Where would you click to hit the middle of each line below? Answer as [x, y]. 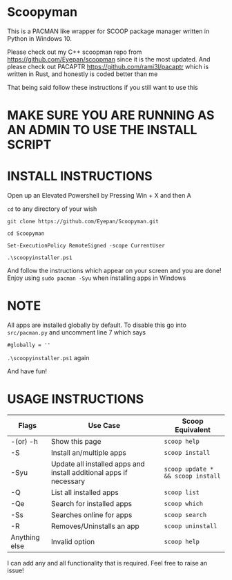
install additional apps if [89, 472]
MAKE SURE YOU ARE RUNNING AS [111, 115]
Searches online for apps [91, 514]
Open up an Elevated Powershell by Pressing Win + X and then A [99, 196]
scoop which [184, 503]
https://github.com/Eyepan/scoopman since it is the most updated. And [109, 59]
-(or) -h [24, 441]
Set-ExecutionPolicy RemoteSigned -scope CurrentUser [86, 246]
